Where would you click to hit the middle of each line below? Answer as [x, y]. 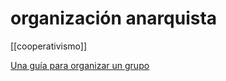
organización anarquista [114, 18]
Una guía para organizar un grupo [80, 65]
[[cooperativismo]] [49, 46]
